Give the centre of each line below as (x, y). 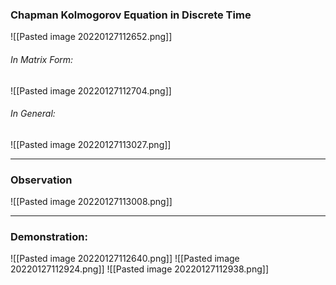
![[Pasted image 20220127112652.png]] (91, 37)
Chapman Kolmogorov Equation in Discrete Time (131, 15)
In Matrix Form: (42, 59)
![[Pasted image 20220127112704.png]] (91, 90)
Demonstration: (49, 236)
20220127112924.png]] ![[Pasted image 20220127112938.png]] (140, 269)
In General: (33, 114)
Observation (41, 180)
